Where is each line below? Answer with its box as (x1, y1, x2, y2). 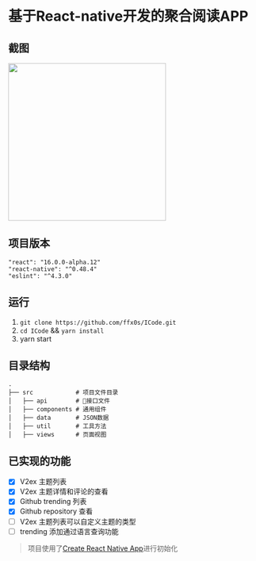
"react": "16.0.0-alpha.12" (8, 258, 101, 266)
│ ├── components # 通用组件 (8, 406, 107, 414)
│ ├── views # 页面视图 (8, 431, 107, 439)
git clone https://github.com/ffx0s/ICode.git (19, 319, 177, 326)
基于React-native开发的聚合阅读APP (8, 7, 249, 25)
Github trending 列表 (19, 497, 87, 506)
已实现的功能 (8, 454, 71, 467)
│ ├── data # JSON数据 (8, 414, 109, 422)
